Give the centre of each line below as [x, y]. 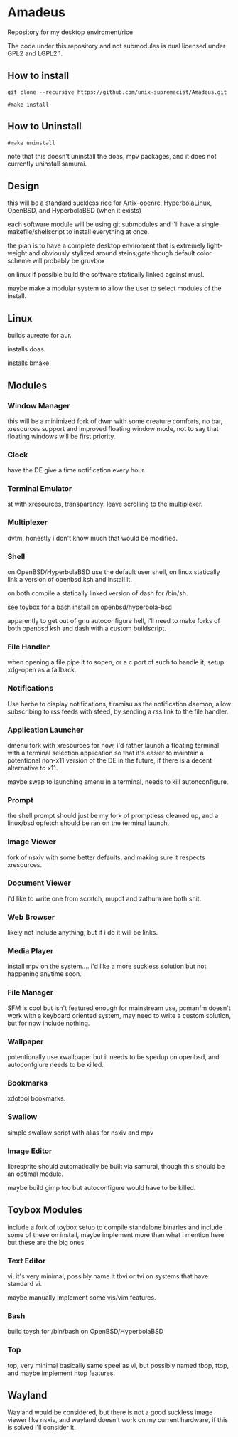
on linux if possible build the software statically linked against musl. [106, 275]
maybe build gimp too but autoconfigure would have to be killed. [102, 1187]
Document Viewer [39, 883]
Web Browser [31, 917]
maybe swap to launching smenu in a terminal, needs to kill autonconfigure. [118, 781]
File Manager [31, 992]
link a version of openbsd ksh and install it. [70, 580]
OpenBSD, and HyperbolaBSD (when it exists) [75, 211]
